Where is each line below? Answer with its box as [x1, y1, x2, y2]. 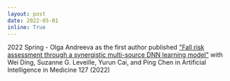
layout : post [7, 10, 46, 18]
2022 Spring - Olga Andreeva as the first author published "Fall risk [7, 43, 204, 52]
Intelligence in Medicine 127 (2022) [7, 65, 110, 75]
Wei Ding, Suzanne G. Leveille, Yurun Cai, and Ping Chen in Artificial [7, 58, 207, 67]
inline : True [7, 23, 46, 31]
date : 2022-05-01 [7, 17, 59, 24]
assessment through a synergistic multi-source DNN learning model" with [7, 50, 224, 59]
